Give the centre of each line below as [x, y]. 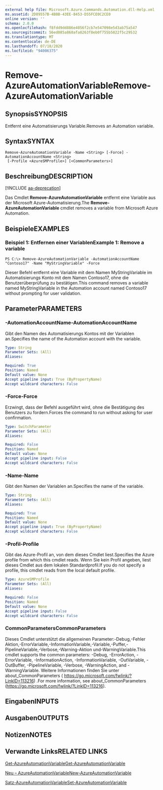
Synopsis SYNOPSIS [36, 114]
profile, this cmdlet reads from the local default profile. [60, 570]
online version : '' [25, 19]
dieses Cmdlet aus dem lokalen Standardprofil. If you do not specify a [75, 565]
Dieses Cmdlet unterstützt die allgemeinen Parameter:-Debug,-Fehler [75, 639]
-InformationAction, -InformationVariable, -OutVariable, [90, 660]
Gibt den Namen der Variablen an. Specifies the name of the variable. [75, 486]
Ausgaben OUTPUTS [37, 718]
